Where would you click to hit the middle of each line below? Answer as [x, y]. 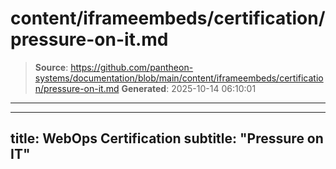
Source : [51, 67]
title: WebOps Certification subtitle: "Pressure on [167, 138]
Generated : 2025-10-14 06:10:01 [189, 88]
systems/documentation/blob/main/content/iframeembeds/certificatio [179, 78]
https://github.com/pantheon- [132, 67]
